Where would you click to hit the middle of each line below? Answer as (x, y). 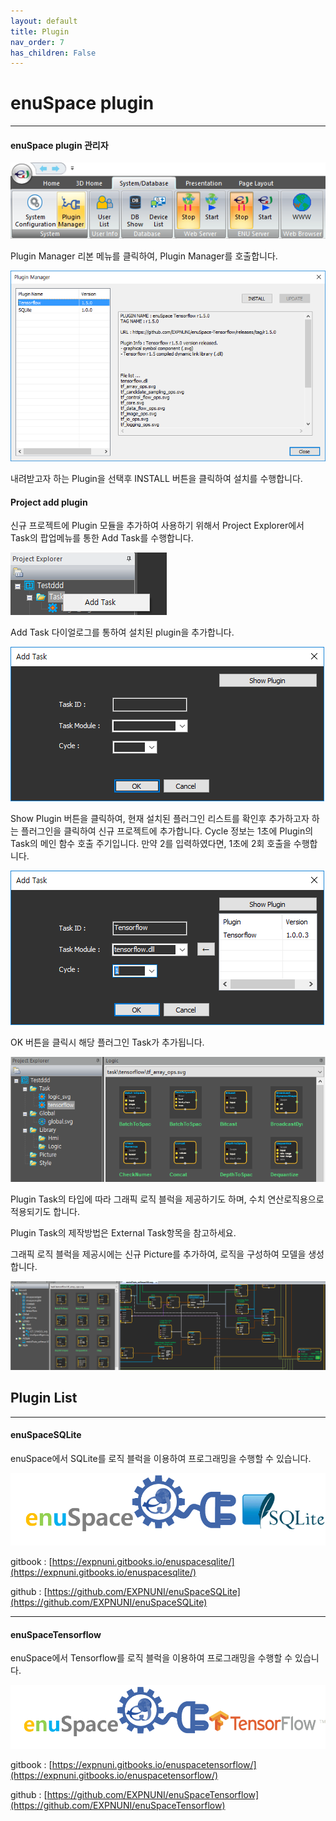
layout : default (44, 21)
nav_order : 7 (37, 42)
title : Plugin (40, 31)
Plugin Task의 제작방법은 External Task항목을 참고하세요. (123, 1232)
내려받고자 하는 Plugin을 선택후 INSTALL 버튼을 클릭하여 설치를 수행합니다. (156, 478)
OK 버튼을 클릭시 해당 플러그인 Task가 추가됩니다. (107, 1042)
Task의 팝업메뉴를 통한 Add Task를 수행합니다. (102, 538)
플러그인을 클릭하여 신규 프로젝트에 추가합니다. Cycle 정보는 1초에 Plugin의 (167, 831)
